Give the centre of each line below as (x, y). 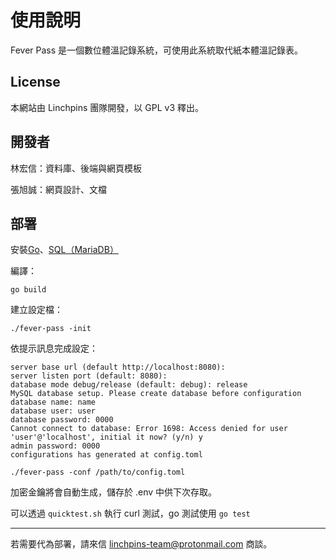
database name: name (53, 402)
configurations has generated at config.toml (106, 455)
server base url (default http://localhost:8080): (118, 367)
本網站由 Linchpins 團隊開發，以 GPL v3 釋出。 (107, 107)
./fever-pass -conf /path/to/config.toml (98, 472)
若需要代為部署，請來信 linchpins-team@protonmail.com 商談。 (141, 544)
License (35, 82)
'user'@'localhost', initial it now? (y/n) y (106, 437)
